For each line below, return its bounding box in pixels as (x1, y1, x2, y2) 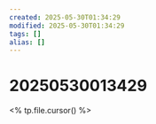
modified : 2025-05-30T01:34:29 (9, 21, 125, 30)
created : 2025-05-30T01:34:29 (9, 12, 121, 22)
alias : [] (9, 37, 46, 47)
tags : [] (9, 29, 42, 38)
